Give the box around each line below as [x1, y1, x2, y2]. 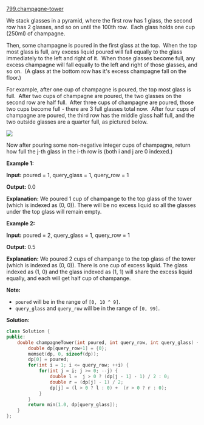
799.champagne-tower [6, 5, 64, 12]
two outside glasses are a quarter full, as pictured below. [6, 118, 148, 125]
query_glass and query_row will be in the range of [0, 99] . [15, 304, 160, 312]
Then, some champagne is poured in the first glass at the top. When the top [6, 42, 197, 49]
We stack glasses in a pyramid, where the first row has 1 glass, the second [6, 17, 192, 24]
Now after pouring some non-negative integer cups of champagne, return [6, 141, 191, 149]
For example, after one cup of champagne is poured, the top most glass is [6, 86, 191, 93]
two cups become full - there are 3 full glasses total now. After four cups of [6, 105, 196, 112]
